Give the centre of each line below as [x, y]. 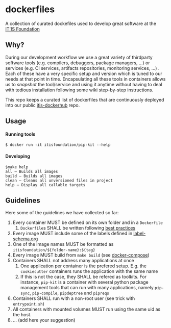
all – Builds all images [32, 171]
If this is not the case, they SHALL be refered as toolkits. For [83, 277]
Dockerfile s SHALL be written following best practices [78, 228]
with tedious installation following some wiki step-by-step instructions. [79, 90]
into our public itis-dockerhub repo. [43, 105]
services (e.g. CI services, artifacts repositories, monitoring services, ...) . [82, 68]
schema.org [25, 239]
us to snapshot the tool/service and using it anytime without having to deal [84, 84]
